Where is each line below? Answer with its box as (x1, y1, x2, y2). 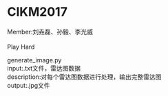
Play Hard (7, 43, 35, 51)
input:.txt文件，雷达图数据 (7, 64, 81, 72)
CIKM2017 (7, 4, 67, 20)
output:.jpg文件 (7, 81, 50, 89)
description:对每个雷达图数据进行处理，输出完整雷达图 (7, 73, 162, 81)
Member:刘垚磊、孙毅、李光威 (7, 27, 94, 36)
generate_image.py (7, 56, 62, 64)
